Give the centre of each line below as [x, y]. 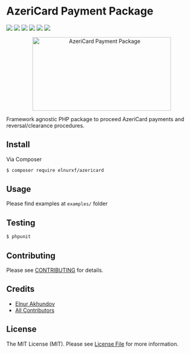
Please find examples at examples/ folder [57, 203]
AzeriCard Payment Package [80, 11]
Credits [21, 289]
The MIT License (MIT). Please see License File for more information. [92, 344]
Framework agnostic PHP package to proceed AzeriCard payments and [95, 119]
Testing [21, 223]
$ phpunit [19, 237]
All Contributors [34, 310]
